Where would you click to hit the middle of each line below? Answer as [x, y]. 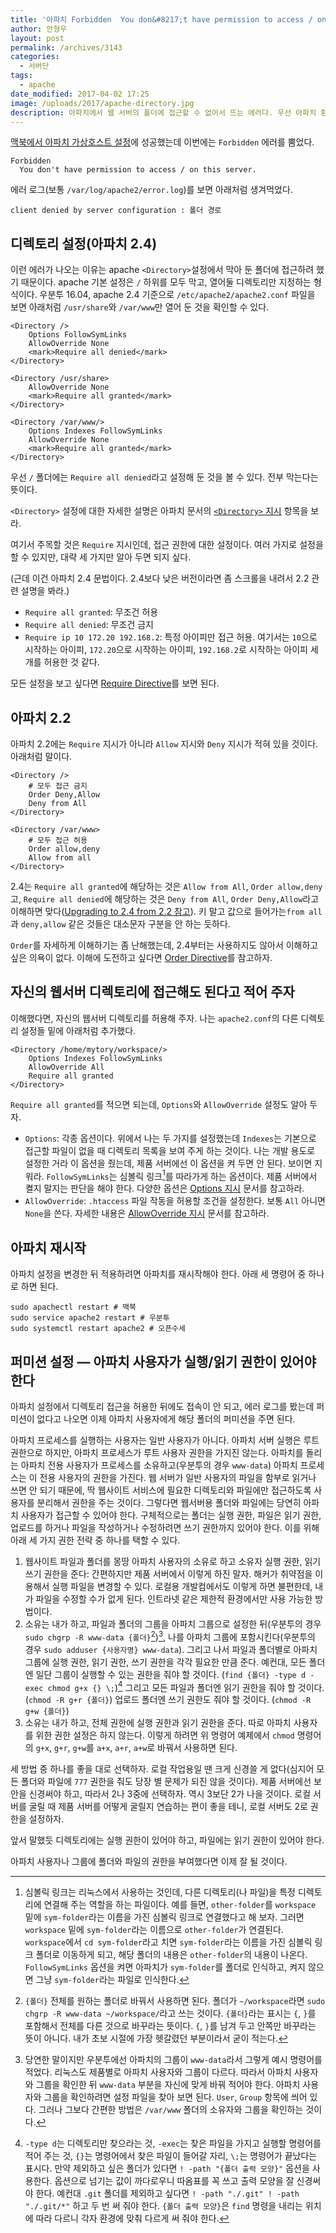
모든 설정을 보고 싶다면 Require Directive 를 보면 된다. [115, 683]
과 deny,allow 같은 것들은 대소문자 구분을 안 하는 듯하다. [120, 924]
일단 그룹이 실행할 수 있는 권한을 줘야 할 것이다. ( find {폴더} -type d [171, 1674]
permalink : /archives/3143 [66, 47]
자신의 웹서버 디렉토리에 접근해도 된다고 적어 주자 [152, 992]
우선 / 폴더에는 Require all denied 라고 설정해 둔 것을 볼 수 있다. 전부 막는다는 [164, 477]
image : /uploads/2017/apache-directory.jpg [102, 103]
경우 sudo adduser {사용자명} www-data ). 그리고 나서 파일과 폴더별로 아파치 [171, 1649]
